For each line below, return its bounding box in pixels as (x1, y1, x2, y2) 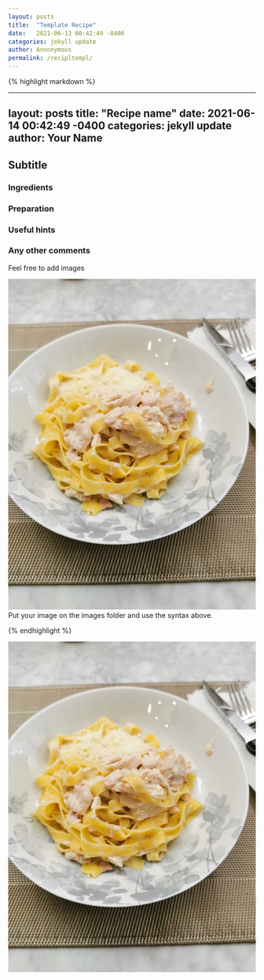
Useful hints (8, 224, 56, 235)
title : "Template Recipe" (8, 20, 97, 29)
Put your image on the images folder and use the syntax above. (8, 610, 214, 619)
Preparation (8, 203, 55, 214)
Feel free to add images (8, 263, 85, 272)
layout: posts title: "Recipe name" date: (8, 107, 206, 120)
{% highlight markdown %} (8, 77, 96, 86)
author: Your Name (8, 131, 103, 145)
